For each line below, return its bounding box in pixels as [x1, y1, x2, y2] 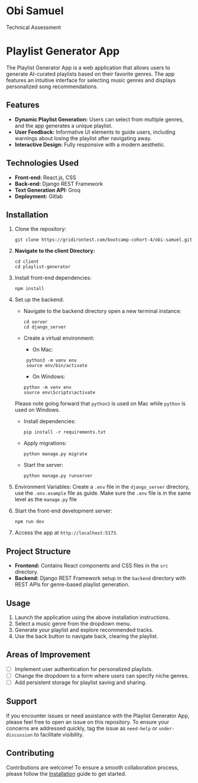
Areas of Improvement [6, 650, 90, 660]
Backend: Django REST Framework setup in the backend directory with [14, 575, 186, 582]
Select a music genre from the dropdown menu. [14, 620, 131, 627]
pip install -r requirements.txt [23, 429, 106, 436]
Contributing [6, 748, 54, 758]
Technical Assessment [6, 24, 61, 31]
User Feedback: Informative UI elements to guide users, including [14, 128, 176, 136]
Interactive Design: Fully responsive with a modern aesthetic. [14, 141, 165, 148]
